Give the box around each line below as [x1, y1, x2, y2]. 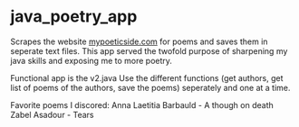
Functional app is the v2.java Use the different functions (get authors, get [10, 72, 284, 83]
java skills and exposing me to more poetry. [10, 55, 173, 66]
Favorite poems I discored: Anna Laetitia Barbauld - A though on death [10, 99, 275, 110]
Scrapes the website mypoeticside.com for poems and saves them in [10, 36, 268, 47]
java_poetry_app [10, 6, 138, 27]
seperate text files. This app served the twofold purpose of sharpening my [10, 45, 288, 56]
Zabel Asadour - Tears [10, 109, 94, 120]
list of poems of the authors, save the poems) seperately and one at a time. [10, 82, 291, 93]
